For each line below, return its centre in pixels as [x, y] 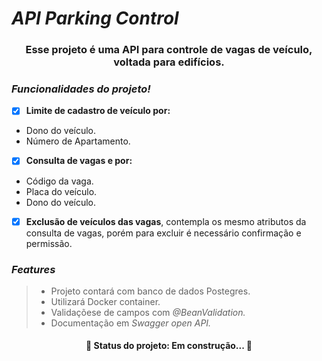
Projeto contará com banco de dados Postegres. [150, 291]
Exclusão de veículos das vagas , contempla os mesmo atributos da [166, 221]
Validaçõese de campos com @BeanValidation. [148, 312]
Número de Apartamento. [78, 141]
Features [33, 269]
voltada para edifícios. [169, 62]
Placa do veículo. [61, 191]
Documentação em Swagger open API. [131, 323]
